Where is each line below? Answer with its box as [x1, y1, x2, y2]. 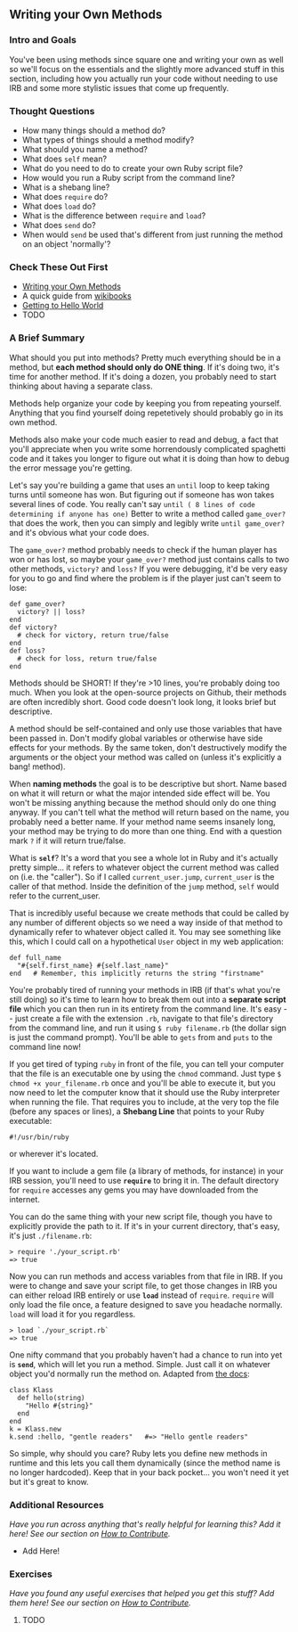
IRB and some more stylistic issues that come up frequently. [9, 82, 230, 93]
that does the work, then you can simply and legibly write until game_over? [9, 517, 286, 529]
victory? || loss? [17, 607, 86, 616]
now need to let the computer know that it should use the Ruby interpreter [9, 1087, 280, 1097]
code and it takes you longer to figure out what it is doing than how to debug [9, 453, 290, 463]
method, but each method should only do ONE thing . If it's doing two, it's [9, 361, 280, 373]
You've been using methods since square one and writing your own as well [9, 53, 284, 65]
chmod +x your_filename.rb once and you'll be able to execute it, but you [9, 1078, 276, 1088]
